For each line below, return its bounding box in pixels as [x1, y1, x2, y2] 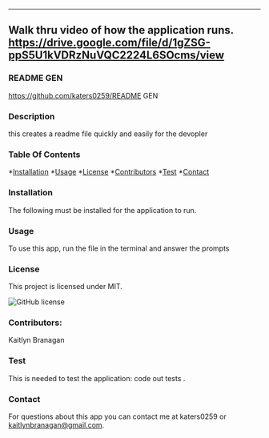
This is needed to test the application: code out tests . [8, 373, 186, 383]
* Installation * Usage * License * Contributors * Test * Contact [8, 167, 210, 177]
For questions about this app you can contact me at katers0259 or [8, 412, 227, 421]
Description [8, 111, 55, 122]
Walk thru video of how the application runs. [8, 23, 234, 37]
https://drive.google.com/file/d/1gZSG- [8, 36, 211, 50]
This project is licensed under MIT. [8, 282, 122, 291]
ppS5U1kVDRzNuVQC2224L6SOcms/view [8, 49, 225, 62]
